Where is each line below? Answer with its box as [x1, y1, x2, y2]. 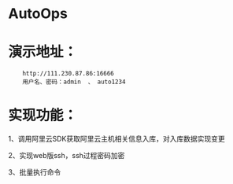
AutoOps [8, 5, 68, 23]
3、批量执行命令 [8, 167, 61, 177]
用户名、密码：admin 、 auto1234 [22, 78, 126, 86]
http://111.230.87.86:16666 [22, 70, 114, 78]
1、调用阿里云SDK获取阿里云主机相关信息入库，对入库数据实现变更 [8, 134, 226, 144]
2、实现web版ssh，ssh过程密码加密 [8, 151, 125, 160]
